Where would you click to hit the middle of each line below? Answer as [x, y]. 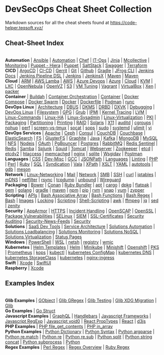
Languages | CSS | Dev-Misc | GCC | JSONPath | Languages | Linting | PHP [82, 159]
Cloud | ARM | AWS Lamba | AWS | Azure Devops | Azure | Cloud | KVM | [79, 81]
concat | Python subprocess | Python [43, 342]
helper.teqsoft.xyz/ [24, 27]
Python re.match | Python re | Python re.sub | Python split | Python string [79, 336]
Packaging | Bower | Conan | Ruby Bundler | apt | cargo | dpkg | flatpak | [78, 185]
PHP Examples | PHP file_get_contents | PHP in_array [59, 326]
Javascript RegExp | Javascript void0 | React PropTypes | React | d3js [75, 321]
